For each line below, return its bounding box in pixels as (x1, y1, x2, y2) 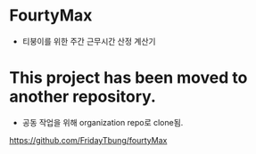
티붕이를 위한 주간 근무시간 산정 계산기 (21, 36, 156, 46)
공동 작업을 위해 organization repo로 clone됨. (21, 117, 184, 127)
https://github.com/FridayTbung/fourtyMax (9, 134, 168, 145)
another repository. (9, 86, 156, 107)
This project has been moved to (9, 68, 248, 88)
